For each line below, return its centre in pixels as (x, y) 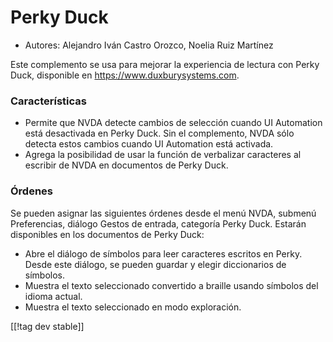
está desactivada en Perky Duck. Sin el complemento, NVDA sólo (159, 133)
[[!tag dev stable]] (47, 326)
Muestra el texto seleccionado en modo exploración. (133, 307)
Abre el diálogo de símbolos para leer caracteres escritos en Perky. (163, 253)
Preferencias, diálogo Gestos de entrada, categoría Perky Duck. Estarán (158, 223)
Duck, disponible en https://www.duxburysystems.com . (125, 75)
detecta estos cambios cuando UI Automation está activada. (149, 144)
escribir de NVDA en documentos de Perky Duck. (126, 165)
